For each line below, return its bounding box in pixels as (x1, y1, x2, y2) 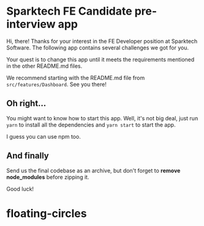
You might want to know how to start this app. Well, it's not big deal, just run (6, 114, 198, 122)
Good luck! (6, 185, 34, 192)
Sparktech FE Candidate (6, 4, 133, 18)
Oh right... (6, 98, 47, 109)
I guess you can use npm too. (6, 133, 81, 140)
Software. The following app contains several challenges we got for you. (6, 44, 189, 51)
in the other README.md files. (6, 62, 83, 70)
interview (6, 17, 56, 31)
